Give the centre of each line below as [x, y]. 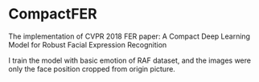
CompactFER [53, 14]
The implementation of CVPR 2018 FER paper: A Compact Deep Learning [129, 36]
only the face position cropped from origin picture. [92, 68]
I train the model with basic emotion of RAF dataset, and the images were [130, 60]
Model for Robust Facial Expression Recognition [88, 44]
